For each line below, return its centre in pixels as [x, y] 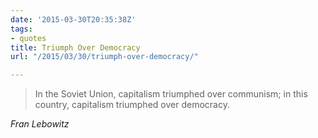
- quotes [28, 38]
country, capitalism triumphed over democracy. [132, 105]
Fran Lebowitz [40, 124]
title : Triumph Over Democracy [75, 47]
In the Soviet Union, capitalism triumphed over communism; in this [171, 94]
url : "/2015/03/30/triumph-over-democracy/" [104, 57]
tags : [21, 29]
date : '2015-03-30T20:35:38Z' [73, 19]
